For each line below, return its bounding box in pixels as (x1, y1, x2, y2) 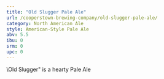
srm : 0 (6, 43, 23, 50)
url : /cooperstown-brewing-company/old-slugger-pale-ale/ (6, 15, 158, 21)
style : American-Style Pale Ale (6, 26, 89, 32)
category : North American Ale (6, 20, 84, 26)
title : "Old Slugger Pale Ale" (6, 9, 87, 15)
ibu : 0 (6, 37, 23, 43)
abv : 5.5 (6, 32, 29, 38)
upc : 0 (6, 49, 23, 55)
